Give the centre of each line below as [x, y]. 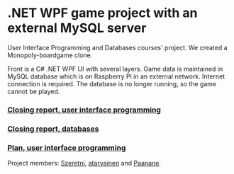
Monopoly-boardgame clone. [50, 55]
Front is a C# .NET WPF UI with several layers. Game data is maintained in [115, 69]
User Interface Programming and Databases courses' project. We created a [118, 47]
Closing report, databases [53, 129]
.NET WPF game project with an [102, 13]
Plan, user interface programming [67, 148]
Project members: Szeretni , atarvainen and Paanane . [84, 163]
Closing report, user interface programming [84, 110]
